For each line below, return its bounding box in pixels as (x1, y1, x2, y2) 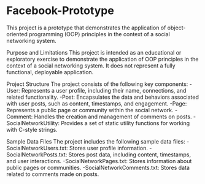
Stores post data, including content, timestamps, (68, 151, 191, 158)
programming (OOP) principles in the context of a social (28, 30, 170, 37)
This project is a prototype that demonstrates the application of (6, 24, 166, 31)
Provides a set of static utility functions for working (61, 119, 190, 126)
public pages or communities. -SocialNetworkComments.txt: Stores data (6, 164, 190, 171)
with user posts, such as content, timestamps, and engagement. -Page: (6, 99, 187, 107)
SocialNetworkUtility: (6, 119, 60, 126)
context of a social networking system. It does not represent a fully (6, 62, 176, 69)
